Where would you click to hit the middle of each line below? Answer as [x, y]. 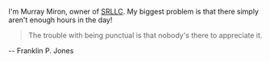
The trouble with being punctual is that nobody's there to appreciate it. [145, 35]
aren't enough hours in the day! [60, 20]
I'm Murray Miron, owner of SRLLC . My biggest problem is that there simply [134, 12]
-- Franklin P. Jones [41, 50]
